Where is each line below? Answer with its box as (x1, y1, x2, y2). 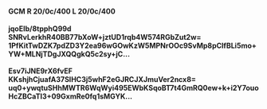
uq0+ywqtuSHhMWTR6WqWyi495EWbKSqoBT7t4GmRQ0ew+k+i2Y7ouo (8, 84, 259, 93)
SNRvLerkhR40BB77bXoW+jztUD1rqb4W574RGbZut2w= (8, 33, 202, 42)
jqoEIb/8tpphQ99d (8, 24, 72, 33)
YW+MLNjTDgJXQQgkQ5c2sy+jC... (8, 49, 130, 59)
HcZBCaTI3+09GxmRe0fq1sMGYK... (8, 91, 133, 101)
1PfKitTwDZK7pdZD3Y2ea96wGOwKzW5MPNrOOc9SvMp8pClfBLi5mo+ (8, 41, 257, 51)
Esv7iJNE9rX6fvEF (8, 66, 73, 76)
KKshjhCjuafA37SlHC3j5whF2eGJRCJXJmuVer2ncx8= (8, 75, 197, 84)
